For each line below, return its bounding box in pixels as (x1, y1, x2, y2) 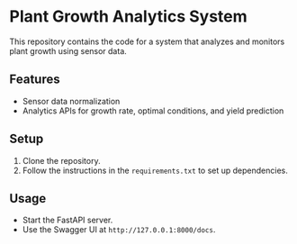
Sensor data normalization (22, 95, 121, 106)
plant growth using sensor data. (9, 45, 128, 56)
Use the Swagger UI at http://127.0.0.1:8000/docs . (22, 224, 216, 235)
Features (9, 72, 60, 87)
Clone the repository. (22, 155, 101, 166)
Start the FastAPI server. (22, 214, 113, 226)
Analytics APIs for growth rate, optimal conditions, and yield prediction (22, 105, 284, 116)
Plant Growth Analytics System (9, 6, 247, 27)
